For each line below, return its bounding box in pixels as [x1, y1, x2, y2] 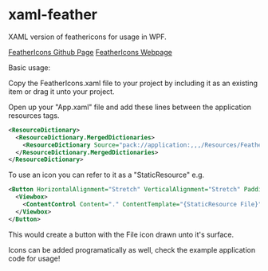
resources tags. [8, 110, 60, 120]
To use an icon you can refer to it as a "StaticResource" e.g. [8, 170, 205, 180]
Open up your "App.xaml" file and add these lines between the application [8, 102, 252, 112]
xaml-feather [8, 6, 98, 24]
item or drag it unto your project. [8, 86, 115, 96]
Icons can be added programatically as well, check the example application [8, 245, 256, 254]
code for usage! [8, 253, 61, 263]
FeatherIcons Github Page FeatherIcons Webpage [8, 47, 173, 57]
